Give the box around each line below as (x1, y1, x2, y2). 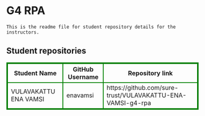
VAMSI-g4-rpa (106, 98, 151, 107)
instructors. (6, 29, 40, 35)
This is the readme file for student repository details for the (6, 24, 176, 30)
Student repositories (6, 46, 87, 56)
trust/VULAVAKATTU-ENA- (106, 91, 187, 100)
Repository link (128, 68, 173, 77)
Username (68, 73, 99, 81)
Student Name (13, 68, 57, 77)
